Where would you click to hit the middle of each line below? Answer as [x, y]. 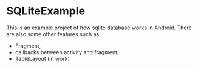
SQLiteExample [46, 11]
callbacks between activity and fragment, [67, 52]
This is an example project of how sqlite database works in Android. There [99, 28]
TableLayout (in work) [42, 58]
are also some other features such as [53, 34]
